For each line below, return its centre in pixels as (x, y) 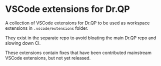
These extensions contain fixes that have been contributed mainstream (78, 53)
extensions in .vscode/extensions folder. (47, 28)
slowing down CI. (23, 43)
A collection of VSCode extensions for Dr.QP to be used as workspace (77, 23)
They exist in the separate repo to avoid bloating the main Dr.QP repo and (81, 38)
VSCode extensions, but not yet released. (48, 58)
